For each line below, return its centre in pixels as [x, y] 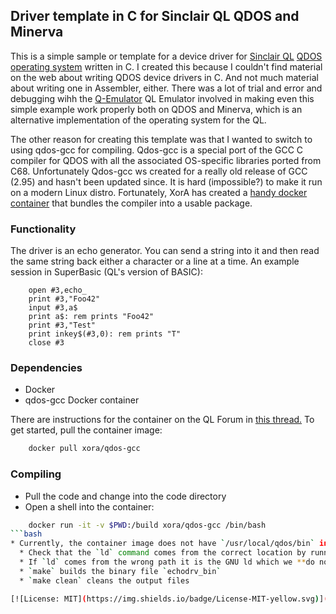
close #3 [46, 343]
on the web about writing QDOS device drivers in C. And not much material [165, 77]
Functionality [43, 229]
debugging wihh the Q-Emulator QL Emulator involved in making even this [162, 98]
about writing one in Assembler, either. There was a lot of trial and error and [166, 88]
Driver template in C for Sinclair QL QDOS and [155, 16]
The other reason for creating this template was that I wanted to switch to [161, 139]
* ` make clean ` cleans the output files [104, 580]
